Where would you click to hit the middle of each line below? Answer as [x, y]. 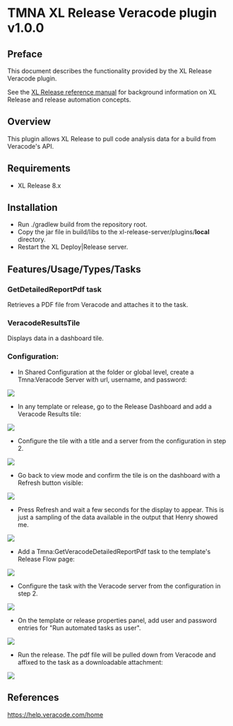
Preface [25, 54]
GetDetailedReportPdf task [55, 289]
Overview [29, 122]
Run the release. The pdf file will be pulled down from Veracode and [117, 655]
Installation [32, 208]
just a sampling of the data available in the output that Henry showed [118, 517]
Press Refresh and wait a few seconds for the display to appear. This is [121, 509]
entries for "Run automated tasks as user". [79, 628]
